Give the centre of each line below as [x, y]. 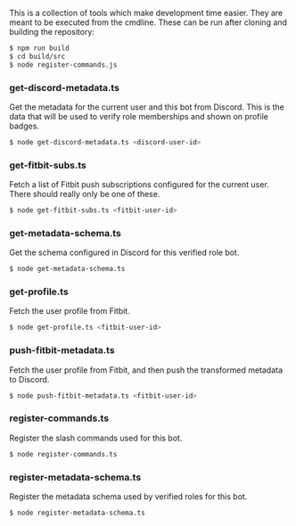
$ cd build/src [37, 56]
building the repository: [52, 32]
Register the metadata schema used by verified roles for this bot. [128, 496]
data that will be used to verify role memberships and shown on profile [139, 116]
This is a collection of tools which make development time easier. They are [146, 13]
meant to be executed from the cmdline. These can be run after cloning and [148, 22]
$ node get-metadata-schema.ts [67, 269]
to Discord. [29, 379]
